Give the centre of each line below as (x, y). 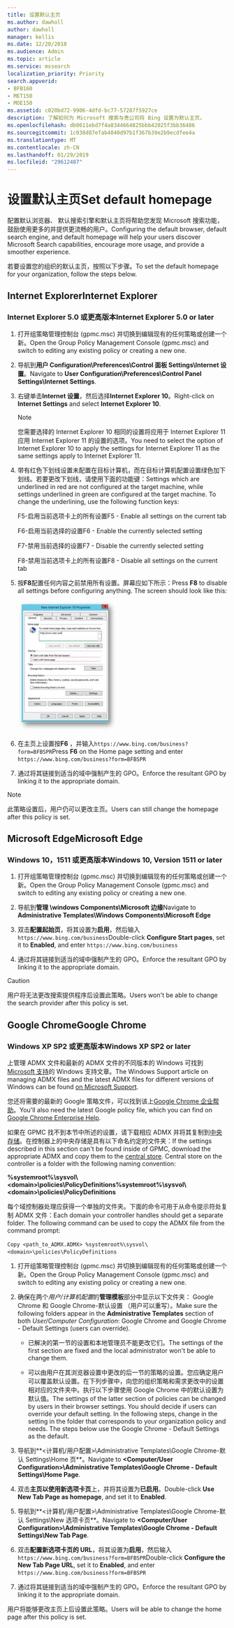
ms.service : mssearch (39, 66)
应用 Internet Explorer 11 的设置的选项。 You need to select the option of (120, 440)
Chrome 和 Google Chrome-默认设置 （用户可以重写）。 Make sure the (117, 1306)
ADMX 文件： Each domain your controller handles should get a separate (119, 1215)
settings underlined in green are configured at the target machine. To (117, 494)
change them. (48, 1358)
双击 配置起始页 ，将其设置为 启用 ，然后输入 (79, 930)
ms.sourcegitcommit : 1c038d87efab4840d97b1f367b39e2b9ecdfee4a (101, 133)
